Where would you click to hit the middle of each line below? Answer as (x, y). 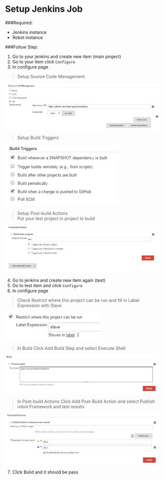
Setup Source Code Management (51, 76)
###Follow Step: (22, 47)
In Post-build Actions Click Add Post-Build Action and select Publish (86, 401)
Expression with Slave (39, 305)
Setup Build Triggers (38, 137)
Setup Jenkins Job (44, 9)
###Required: (19, 23)
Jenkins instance (29, 32)
